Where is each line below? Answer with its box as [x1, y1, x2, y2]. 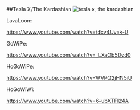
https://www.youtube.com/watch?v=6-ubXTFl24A [6, 98, 129, 104]
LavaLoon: [6, 17, 32, 24]
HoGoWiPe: [6, 63, 35, 70]
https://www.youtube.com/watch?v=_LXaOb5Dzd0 [6, 51, 131, 59]
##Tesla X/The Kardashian [6, 6, 71, 12]
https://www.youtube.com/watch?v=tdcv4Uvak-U [6, 28, 129, 35]
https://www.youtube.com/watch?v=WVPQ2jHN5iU [6, 75, 132, 81]
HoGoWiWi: [6, 86, 35, 93]
